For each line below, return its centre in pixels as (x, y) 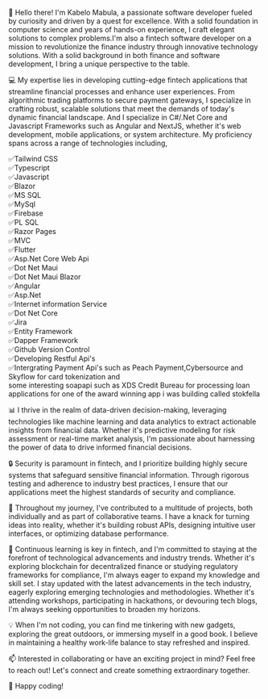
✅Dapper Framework (43, 340)
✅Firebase (26, 213)
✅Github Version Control (49, 349)
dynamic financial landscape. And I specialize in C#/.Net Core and (118, 117)
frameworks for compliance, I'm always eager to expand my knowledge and (134, 575)
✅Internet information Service (58, 304)
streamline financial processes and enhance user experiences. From (122, 92)
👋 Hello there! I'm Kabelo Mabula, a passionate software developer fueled (130, 13)
